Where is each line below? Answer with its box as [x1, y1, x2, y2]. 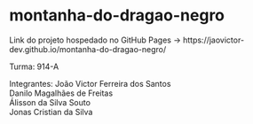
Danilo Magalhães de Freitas [9, 88, 114, 98]
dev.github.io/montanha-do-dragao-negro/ [9, 43, 167, 54]
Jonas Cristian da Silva [9, 106, 93, 117]
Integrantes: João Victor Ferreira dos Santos [9, 78, 171, 89]
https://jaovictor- [182, 35, 245, 45]
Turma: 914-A [9, 61, 59, 72]
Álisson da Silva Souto [9, 97, 91, 107]
